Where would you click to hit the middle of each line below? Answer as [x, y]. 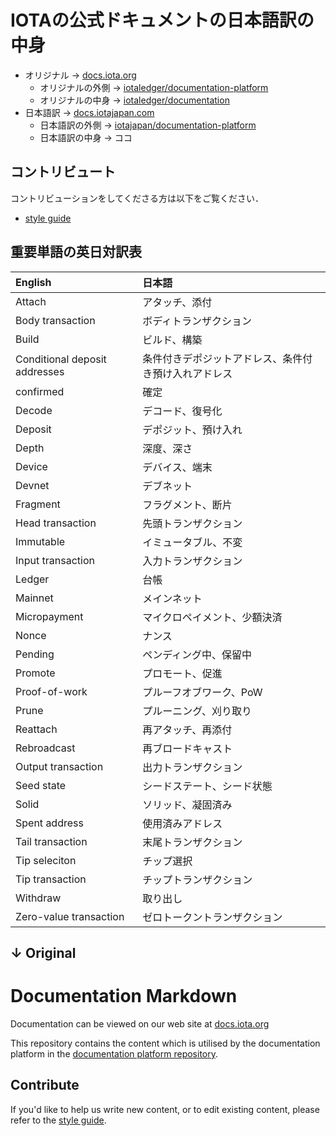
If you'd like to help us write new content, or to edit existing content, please [165, 1109]
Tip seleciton [46, 860]
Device [31, 466]
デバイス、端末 [177, 467]
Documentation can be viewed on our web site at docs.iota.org [140, 1023]
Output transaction [59, 766]
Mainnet [34, 598]
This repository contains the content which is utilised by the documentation [165, 1043]
